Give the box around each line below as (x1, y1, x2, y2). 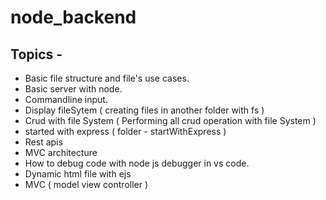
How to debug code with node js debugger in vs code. (24, 157, 250, 169)
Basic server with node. (24, 83, 123, 95)
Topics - (10, 46, 63, 63)
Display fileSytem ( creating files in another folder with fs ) (24, 104, 265, 116)
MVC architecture (24, 147, 98, 158)
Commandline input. (24, 94, 108, 105)
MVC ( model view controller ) (24, 179, 149, 190)
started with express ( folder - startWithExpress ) (24, 126, 227, 137)
